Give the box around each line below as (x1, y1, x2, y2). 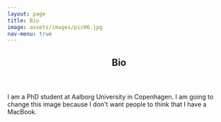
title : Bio (7, 17, 40, 24)
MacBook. (7, 107, 38, 116)
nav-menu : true (7, 30, 52, 38)
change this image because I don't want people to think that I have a (7, 100, 207, 109)
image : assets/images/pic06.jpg (7, 23, 103, 30)
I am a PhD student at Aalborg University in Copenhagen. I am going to (7, 92, 214, 101)
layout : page (7, 10, 46, 18)
